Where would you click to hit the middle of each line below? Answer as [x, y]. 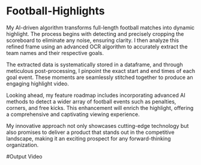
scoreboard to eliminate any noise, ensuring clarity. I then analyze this [93, 40]
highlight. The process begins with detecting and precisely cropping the [95, 33]
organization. [22, 145]
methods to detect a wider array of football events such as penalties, [91, 101]
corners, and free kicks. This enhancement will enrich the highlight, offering [100, 108]
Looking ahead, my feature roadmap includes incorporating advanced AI [96, 95]
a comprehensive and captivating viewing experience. [73, 114]
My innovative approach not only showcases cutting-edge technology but [97, 126]
